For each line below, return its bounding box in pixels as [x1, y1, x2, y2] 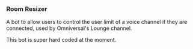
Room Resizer [6, 5, 47, 13]
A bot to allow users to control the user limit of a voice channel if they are [6, 19, 188, 26]
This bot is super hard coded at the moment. [6, 36, 117, 44]
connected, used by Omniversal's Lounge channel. [6, 24, 132, 32]
